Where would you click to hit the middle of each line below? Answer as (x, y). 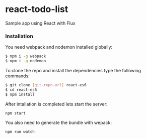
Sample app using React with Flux (40, 23)
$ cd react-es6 (21, 90)
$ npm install (20, 94)
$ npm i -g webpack (26, 56)
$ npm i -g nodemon (26, 61)
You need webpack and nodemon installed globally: (59, 47)
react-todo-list (37, 9)
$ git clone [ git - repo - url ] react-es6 (46, 85)
